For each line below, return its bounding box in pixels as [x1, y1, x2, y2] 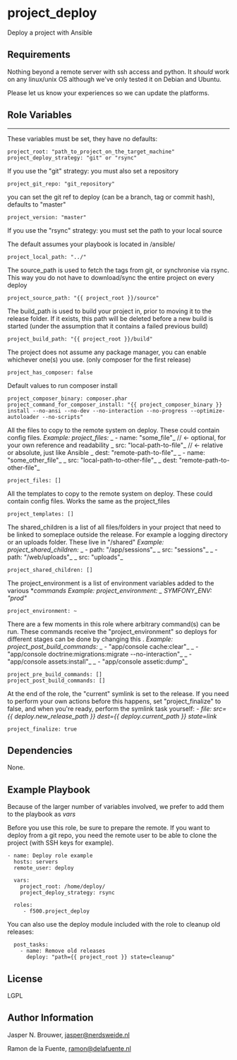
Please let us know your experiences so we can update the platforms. [7, 88, 209, 97]
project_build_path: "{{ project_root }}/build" [7, 335, 153, 343]
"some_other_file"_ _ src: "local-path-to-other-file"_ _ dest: [7, 456, 178, 464]
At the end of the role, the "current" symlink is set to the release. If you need [7, 689, 229, 697]
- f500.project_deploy [23, 908, 90, 915]
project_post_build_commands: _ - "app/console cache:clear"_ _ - [7, 642, 199, 650]
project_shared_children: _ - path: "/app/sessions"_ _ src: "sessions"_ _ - [7, 545, 218, 554]
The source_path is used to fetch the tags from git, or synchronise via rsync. [7, 266, 229, 274]
